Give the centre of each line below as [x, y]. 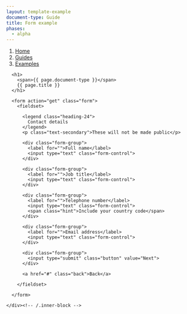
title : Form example [32, 23]
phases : [16, 28]
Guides [24, 58]
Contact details [48, 122]
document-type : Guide [33, 17]
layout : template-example [38, 12]
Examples [27, 64]
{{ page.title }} [39, 85]
